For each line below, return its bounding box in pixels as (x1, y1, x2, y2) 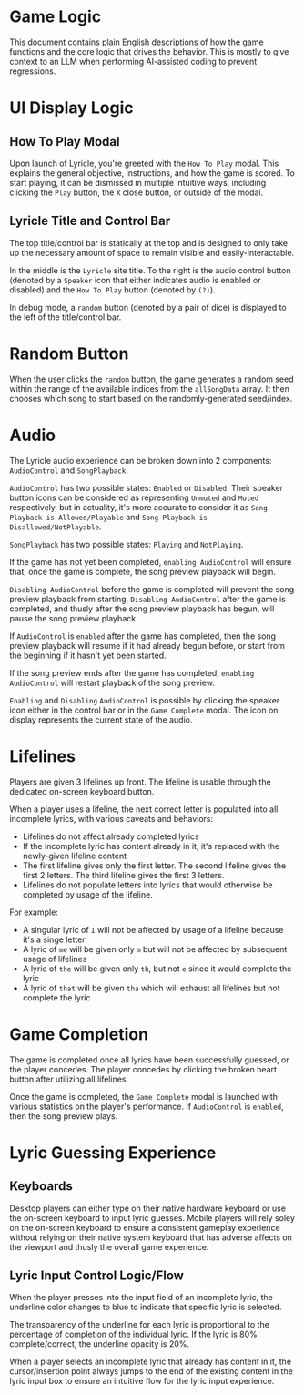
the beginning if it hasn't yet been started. (9, 650, 167, 661)
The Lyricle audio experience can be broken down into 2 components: (9, 455, 272, 466)
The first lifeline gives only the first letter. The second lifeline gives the (22, 859, 287, 871)
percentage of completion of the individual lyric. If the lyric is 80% (9, 1328, 258, 1340)
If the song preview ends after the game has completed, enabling (9, 667, 255, 678)
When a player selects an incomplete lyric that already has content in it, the (9, 1356, 292, 1368)
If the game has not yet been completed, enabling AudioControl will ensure (9, 556, 292, 567)
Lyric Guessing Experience (9, 1142, 217, 1163)
